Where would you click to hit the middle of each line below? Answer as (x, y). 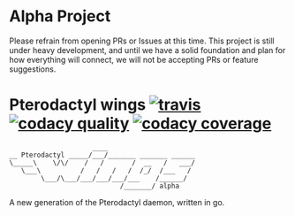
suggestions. (33, 69)
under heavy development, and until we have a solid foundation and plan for (147, 50)
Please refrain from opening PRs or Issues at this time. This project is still (142, 41)
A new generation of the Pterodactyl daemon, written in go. (117, 202)
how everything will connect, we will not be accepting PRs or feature (134, 59)
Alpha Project (60, 16)
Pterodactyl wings (78, 105)
